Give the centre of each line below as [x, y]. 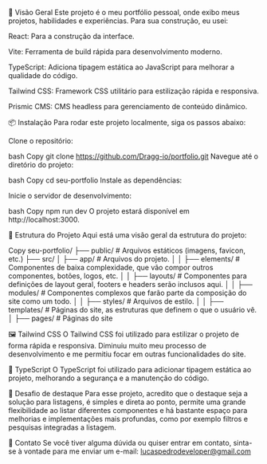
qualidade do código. [43, 75]
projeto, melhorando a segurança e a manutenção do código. [109, 378]
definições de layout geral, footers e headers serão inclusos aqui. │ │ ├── [130, 284]
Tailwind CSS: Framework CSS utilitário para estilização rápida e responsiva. [133, 91]
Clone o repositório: [41, 141]
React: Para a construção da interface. [71, 36]
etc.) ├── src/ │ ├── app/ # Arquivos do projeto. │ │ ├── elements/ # [124, 259]
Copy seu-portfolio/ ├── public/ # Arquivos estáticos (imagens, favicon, [127, 250]
